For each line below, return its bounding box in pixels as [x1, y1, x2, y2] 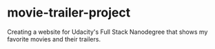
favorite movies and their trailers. [7, 35, 101, 43]
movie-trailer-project [7, 5, 131, 21]
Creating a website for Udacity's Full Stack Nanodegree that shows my [7, 28, 208, 36]
